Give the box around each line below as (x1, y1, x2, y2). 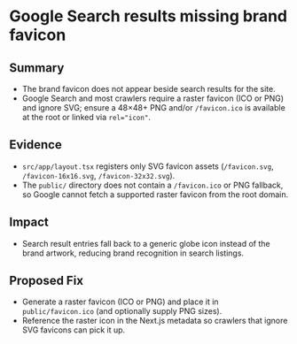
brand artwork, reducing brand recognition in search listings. (21, 248, 245, 258)
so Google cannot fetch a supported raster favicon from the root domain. (21, 188, 289, 200)
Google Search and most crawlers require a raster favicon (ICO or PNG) (21, 93, 285, 103)
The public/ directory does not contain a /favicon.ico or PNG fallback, (21, 180, 284, 190)
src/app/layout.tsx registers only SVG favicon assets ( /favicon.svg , (21, 161, 274, 172)
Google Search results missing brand (9, 6, 288, 27)
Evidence (9, 137, 62, 152)
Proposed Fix (9, 273, 84, 288)
